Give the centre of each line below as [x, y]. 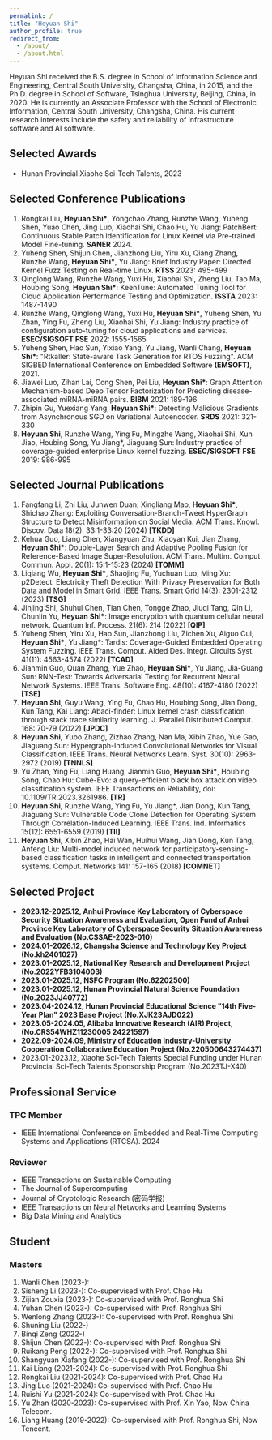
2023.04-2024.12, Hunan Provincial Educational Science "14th [129, 1006]
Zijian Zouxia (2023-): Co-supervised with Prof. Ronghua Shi [122, 1299]
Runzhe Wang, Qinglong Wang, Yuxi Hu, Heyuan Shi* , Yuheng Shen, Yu [141, 313]
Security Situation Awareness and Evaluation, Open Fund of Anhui [135, 920]
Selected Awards [53, 154]
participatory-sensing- [211, 849]
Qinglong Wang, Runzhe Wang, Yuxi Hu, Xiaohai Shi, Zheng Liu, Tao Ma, [141, 279]
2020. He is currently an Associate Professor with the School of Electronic [133, 103]
